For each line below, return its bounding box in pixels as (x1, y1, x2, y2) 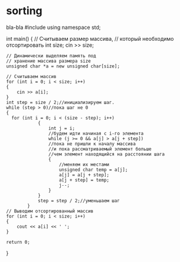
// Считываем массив (6, 73, 57, 79)
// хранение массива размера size (6, 58, 91, 64)
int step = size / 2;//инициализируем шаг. (6, 99, 115, 105)
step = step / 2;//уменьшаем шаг (37, 198, 120, 203)
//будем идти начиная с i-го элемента (48, 130, 144, 137)
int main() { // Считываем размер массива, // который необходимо (6, 35, 174, 42)
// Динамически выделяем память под (6, 53, 96, 59)
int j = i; (48, 125, 76, 131)
